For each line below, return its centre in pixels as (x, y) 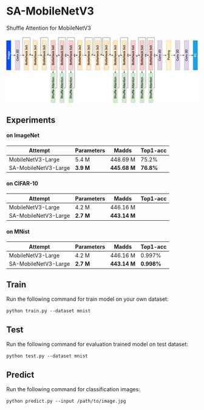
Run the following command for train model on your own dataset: (87, 299)
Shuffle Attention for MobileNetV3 (49, 28)
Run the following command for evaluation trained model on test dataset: (97, 344)
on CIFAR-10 (22, 183)
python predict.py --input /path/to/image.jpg (66, 402)
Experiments (31, 120)
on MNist (18, 231)
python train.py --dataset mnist (49, 311)
